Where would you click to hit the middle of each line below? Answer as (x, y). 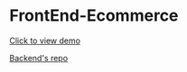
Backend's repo (39, 58)
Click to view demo (45, 40)
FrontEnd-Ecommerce (94, 16)
